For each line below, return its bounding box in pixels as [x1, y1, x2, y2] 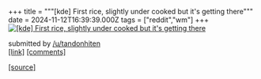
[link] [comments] [8, 47, 66, 56]
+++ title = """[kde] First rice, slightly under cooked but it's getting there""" [8, 7, 254, 16]
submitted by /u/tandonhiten [8, 39, 101, 48]
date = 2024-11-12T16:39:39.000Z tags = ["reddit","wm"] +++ [8, 15, 210, 24]
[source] [8, 62, 36, 72]
